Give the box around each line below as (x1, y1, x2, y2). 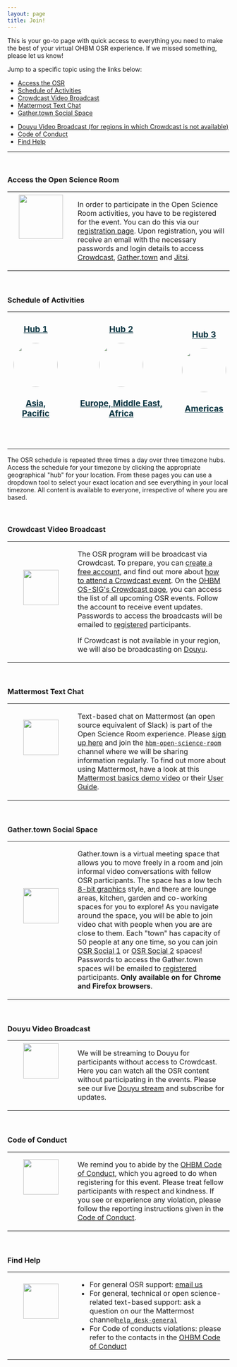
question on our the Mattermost (89, 1306, 195, 1316)
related (89, 1297, 113, 1307)
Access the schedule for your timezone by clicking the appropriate (7, 463, 201, 472)
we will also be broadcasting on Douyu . (77, 644, 208, 654)
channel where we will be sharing (77, 746, 188, 756)
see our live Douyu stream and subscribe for (77, 1083, 224, 1093)
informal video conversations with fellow (77, 867, 212, 877)
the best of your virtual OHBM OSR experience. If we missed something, (7, 44, 217, 52)
